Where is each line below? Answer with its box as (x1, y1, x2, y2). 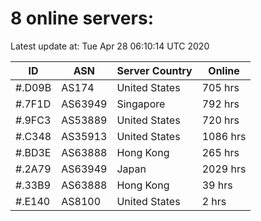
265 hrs (201, 145, 240, 159)
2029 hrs (201, 162, 247, 176)
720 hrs (201, 113, 240, 127)
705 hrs (201, 80, 240, 94)
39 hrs (201, 178, 233, 192)
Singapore (116, 97, 166, 111)
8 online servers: (10, 7, 154, 30)
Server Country (116, 63, 193, 77)
